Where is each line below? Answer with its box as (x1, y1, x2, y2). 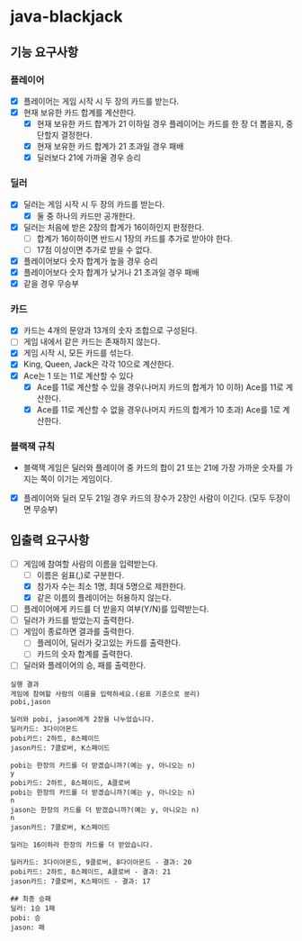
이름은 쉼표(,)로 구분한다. (36, 569, 125, 580)
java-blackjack (10, 6, 124, 27)
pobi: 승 (10, 913, 41, 922)
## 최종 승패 (10, 894, 52, 903)
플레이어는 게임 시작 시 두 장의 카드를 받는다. (22, 95, 180, 106)
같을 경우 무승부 (22, 277, 79, 289)
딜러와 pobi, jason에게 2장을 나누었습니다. (10, 714, 155, 724)
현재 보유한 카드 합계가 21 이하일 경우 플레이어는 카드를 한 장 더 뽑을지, (36, 119, 284, 129)
